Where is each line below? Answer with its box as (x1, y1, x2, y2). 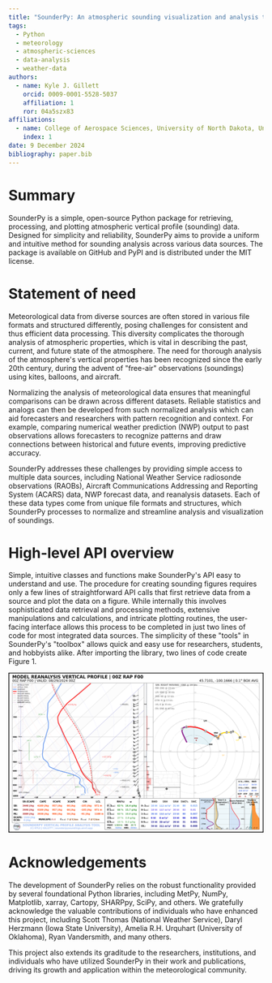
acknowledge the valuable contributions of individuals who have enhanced (8, 906, 258, 916)
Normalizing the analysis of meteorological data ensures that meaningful (8, 387, 251, 397)
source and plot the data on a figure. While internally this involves (8, 597, 227, 606)
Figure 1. (8, 657, 37, 666)
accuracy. (8, 447, 42, 458)
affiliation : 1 (23, 98, 74, 107)
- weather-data (15, 65, 67, 73)
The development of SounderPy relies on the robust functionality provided (8, 880, 257, 890)
